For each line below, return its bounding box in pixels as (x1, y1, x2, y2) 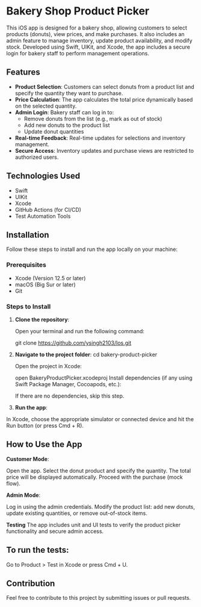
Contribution (6, 578, 55, 588)
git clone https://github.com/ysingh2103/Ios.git (14, 339, 132, 347)
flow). (6, 479, 21, 487)
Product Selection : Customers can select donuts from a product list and (14, 83, 194, 90)
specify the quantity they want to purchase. (14, 89, 123, 97)
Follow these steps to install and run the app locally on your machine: (6, 245, 178, 253)
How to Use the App (6, 439, 82, 449)
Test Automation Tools (14, 212, 71, 220)
